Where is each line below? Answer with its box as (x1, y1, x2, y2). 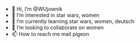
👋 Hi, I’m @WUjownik (11, 6, 63, 12)
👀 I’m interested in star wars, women (11, 12, 100, 19)
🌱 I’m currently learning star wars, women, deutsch (11, 18, 135, 24)
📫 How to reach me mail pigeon (11, 31, 89, 37)
